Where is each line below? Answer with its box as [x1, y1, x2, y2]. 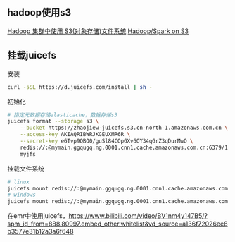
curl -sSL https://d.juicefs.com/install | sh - [7, 83, 153, 90]
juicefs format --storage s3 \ [7, 118, 99, 125]
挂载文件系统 [7, 164, 44, 173]
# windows [7, 191, 37, 199]
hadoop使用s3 [7, 6, 72, 19]
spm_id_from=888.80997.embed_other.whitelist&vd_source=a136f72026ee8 [7, 219, 228, 228]
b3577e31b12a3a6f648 [7, 227, 74, 236]
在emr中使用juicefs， [7, 212, 69, 220]
